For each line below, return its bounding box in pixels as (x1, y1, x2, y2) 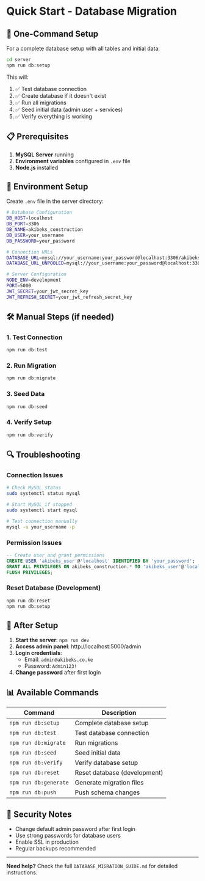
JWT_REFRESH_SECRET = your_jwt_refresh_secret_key (6, 294, 132, 300)
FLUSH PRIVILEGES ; (6, 569, 53, 576)
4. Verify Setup (6, 418, 52, 426)
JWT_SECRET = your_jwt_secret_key (6, 288, 88, 294)
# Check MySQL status (6, 484, 62, 491)
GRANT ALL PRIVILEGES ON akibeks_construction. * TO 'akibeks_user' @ (6, 563, 184, 569)
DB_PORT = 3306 (6, 221, 40, 227)
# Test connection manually (6, 518, 78, 524)
